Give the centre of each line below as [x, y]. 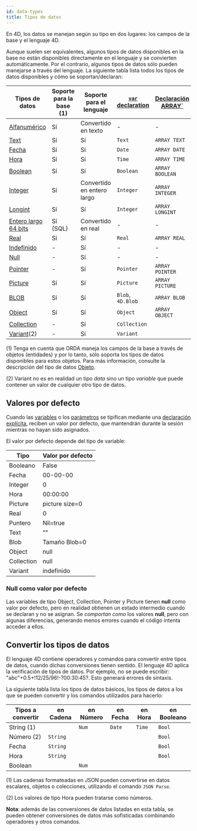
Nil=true [54, 523]
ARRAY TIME [170, 159]
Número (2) [25, 737]
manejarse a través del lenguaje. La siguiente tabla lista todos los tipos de [95, 70]
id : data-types [25, 11]
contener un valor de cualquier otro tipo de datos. [66, 385]
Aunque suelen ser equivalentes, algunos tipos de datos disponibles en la [95, 51]
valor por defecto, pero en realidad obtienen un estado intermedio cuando [96, 608]
